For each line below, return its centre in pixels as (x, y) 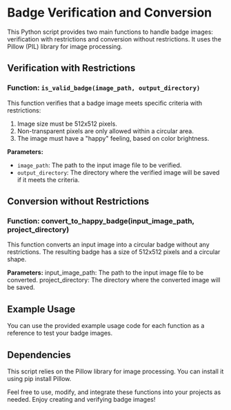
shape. (17, 260)
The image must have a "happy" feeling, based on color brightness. (113, 138)
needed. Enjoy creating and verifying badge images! (81, 399)
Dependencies (39, 354)
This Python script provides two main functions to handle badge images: (110, 32)
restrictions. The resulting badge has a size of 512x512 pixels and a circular (114, 252)
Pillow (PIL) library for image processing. (65, 46)
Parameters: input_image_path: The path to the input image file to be (106, 273)
